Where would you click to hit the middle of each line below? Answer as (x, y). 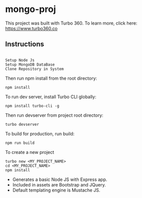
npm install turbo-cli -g (32, 106)
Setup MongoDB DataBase (30, 64)
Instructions (25, 44)
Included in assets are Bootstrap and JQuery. (59, 184)
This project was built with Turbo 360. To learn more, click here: (71, 23)
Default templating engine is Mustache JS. (56, 190)
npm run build (20, 143)
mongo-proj (31, 9)
